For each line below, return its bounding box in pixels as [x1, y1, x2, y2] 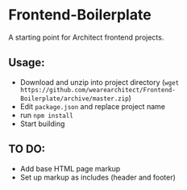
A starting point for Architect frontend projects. [8, 32, 164, 42]
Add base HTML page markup [19, 163, 121, 173]
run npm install [19, 110, 74, 120]
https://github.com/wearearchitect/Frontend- [19, 86, 176, 94]
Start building [19, 119, 65, 129]
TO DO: [8, 142, 46, 156]
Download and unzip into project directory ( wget [19, 77, 180, 87]
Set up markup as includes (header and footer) [19, 172, 176, 182]
